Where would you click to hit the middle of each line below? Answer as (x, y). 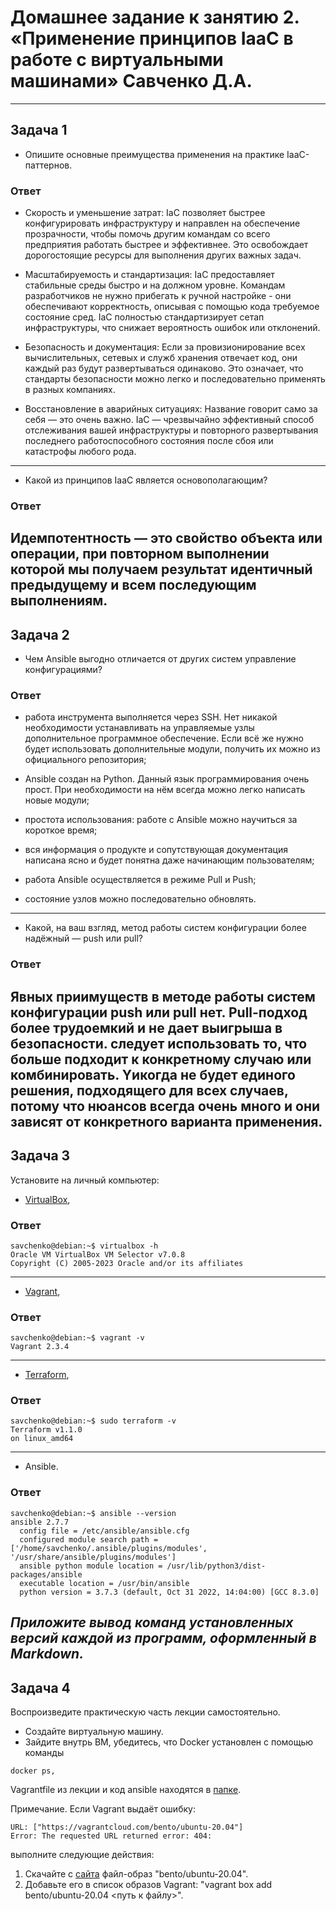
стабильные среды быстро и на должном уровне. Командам (155, 285)
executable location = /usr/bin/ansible (104, 1583)
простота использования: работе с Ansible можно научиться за (161, 820)
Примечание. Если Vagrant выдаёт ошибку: (103, 1808)
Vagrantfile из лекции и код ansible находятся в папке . (126, 1789)
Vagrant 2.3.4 (40, 1347)
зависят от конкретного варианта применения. (166, 1121)
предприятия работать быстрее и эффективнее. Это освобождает (166, 245)
